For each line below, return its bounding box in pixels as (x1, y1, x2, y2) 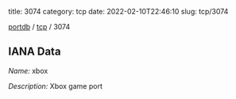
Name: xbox (8, 66, 48, 75)
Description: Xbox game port (8, 81, 103, 90)
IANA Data (8, 45, 61, 59)
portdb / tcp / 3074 (8, 22, 71, 31)
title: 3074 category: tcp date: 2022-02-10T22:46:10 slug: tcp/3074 (8, 7, 229, 16)
